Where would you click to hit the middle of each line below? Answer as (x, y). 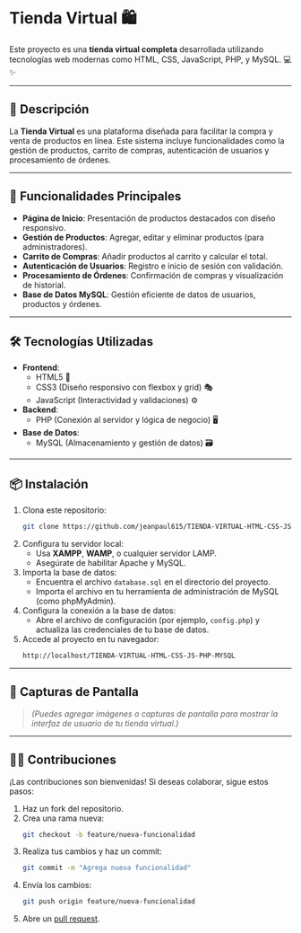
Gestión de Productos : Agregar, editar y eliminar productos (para (143, 237)
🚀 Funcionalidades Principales (95, 196)
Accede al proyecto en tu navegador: (90, 639)
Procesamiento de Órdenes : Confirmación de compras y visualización (153, 275)
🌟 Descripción (49, 110)
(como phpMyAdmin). (76, 601)
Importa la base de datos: (69, 573)
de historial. (44, 285)
